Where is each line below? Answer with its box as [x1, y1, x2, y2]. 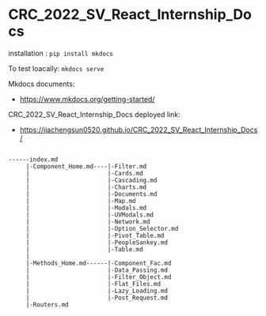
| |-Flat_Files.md [25, 280, 161, 288]
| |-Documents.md [25, 190, 158, 198]
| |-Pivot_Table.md [25, 231, 165, 239]
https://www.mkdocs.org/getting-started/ [19, 94, 155, 103]
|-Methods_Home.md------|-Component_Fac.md [25, 259, 172, 267]
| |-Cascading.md [25, 176, 158, 184]
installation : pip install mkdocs [8, 48, 113, 58]
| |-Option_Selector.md [25, 224, 179, 232]
